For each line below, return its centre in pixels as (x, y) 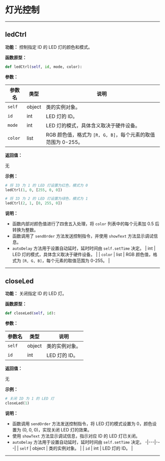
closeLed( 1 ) (17, 403)
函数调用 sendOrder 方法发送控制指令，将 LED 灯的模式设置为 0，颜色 (82, 424)
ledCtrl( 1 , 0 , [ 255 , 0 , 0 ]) (34, 190)
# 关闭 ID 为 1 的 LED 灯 (30, 399)
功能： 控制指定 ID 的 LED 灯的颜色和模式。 (49, 47)
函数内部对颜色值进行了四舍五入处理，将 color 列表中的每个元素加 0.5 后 (86, 224)
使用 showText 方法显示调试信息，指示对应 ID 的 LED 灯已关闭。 (76, 436)
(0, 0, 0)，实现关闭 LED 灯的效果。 (57, 430)
